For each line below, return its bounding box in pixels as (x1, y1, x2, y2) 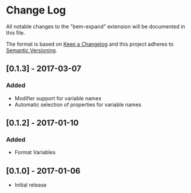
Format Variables (14, 149, 56, 156)
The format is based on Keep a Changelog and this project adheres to (6, 40, 174, 48)
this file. (6, 29, 25, 36)
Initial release (14, 181, 47, 188)
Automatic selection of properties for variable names (14, 101, 142, 108)
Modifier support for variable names (14, 94, 102, 101)
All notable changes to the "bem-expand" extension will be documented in (6, 23, 186, 30)
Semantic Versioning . (6, 46, 57, 53)
